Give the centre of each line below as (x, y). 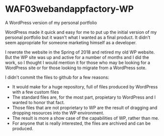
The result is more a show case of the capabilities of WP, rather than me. (85, 118)
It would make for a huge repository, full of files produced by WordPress (85, 86)
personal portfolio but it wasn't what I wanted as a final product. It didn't (78, 37)
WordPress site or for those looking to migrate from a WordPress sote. (76, 68)
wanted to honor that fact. (38, 102)
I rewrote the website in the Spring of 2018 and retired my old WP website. (80, 52)
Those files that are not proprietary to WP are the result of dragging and (85, 108)
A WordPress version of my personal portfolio (51, 23)
